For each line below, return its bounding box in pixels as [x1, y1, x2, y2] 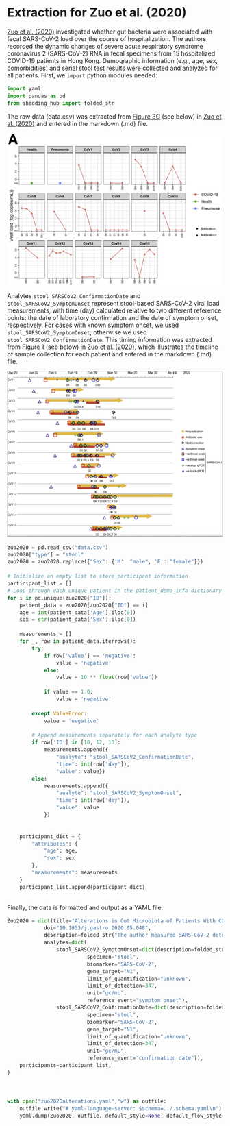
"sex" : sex [43, 855, 75, 861]
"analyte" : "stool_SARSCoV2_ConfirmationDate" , [55, 754, 194, 761]
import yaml [7, 85, 41, 92]
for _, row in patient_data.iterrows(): [19, 638, 136, 645]
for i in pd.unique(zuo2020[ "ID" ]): [7, 594, 112, 601]
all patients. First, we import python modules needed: [7, 71, 157, 79]
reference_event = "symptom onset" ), [86, 997, 188, 1004]
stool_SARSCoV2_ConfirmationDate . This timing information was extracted [7, 336, 212, 344]
